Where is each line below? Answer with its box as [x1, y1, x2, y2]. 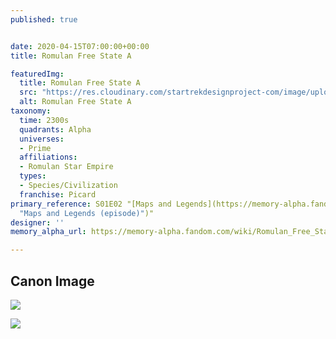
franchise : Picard [19, 189, 97, 200]
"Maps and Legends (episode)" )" [19, 208, 155, 218]
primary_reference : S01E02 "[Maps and [10, 199, 172, 209]
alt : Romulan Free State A [19, 97, 132, 107]
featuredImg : [10, 69, 65, 79]
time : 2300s [19, 115, 70, 125]
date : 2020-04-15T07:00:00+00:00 [10, 41, 150, 51]
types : [19, 171, 47, 181]
